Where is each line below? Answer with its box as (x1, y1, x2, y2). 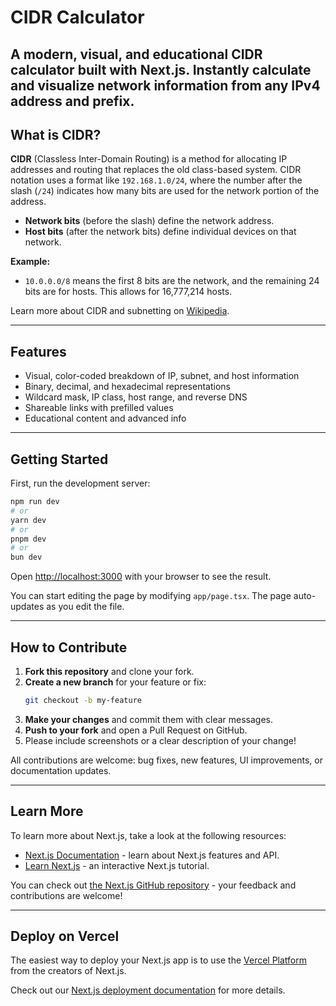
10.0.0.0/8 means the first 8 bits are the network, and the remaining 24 (24, 275, 320, 287)
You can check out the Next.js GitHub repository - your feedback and (10, 879, 297, 891)
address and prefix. (10, 92, 135, 110)
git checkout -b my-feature (24, 695, 142, 705)
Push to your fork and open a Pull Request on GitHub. (24, 724, 248, 736)
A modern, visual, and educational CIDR (10, 46, 263, 63)
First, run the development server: (10, 477, 151, 490)
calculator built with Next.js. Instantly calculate (10, 61, 312, 78)
